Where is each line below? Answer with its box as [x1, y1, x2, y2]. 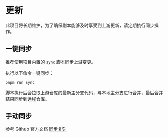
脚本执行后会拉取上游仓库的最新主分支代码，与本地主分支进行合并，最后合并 [5, 89, 163, 96]
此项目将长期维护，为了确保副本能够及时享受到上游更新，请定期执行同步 [5, 22, 154, 28]
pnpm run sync [5, 80, 35, 85]
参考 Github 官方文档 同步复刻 [5, 126, 67, 132]
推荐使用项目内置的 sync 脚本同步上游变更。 [5, 59, 96, 65]
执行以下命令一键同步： [5, 70, 54, 76]
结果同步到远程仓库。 [5, 96, 49, 102]
